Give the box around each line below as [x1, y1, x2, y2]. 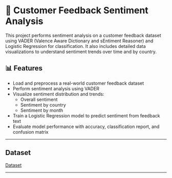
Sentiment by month [20, 107, 63, 113]
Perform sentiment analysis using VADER [12, 85, 100, 91]
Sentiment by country [20, 101, 67, 108]
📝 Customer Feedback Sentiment [5, 5, 148, 16]
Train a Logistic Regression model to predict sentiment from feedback [12, 112, 160, 119]
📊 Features [5, 64, 42, 73]
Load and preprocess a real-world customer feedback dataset [12, 80, 144, 86]
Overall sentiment [20, 96, 58, 103]
